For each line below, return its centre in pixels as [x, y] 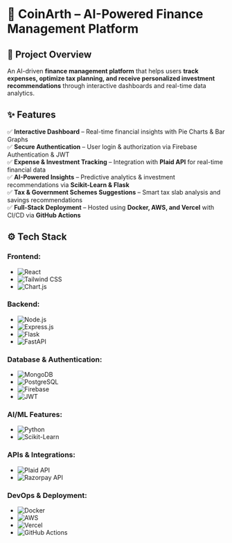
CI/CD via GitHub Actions [44, 215]
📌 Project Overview [50, 54]
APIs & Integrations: [42, 455]
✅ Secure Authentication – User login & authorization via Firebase [102, 146]
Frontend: [24, 257]
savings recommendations [45, 199]
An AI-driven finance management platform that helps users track [103, 71]
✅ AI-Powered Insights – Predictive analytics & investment [91, 177]
